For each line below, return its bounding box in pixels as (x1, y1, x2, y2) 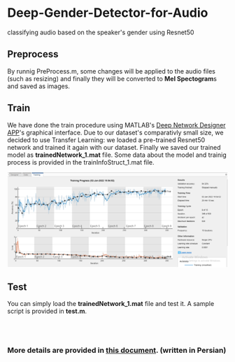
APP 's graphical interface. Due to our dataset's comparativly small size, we (7, 128, 224, 137)
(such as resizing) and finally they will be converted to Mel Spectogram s (7, 74, 217, 83)
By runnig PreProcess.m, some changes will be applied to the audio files (7, 67, 215, 75)
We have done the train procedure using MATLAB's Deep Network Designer (7, 120, 226, 129)
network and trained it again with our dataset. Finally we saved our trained (7, 143, 222, 151)
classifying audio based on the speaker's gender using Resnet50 (7, 28, 194, 36)
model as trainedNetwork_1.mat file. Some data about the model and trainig (7, 151, 227, 159)
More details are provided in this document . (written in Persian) (7, 345, 227, 355)
